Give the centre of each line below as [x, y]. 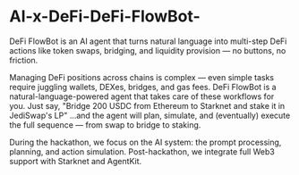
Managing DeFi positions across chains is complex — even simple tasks [142, 77]
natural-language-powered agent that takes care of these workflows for [142, 96]
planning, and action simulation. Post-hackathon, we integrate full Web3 [142, 151]
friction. [24, 60]
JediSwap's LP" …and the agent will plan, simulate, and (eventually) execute [150, 115]
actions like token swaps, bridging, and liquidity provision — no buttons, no [148, 50]
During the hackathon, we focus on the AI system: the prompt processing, [145, 142]
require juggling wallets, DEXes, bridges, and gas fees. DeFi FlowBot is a [143, 87]
